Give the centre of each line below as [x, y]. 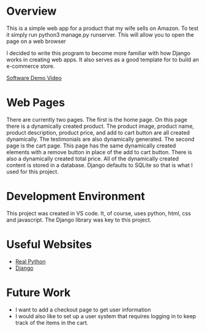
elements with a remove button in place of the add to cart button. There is [99, 152]
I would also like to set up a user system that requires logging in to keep [106, 316]
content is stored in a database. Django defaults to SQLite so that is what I [99, 165]
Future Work [39, 292]
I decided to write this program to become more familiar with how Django [99, 53]
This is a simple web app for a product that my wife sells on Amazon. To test [102, 28]
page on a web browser [36, 41]
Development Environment [76, 196]
